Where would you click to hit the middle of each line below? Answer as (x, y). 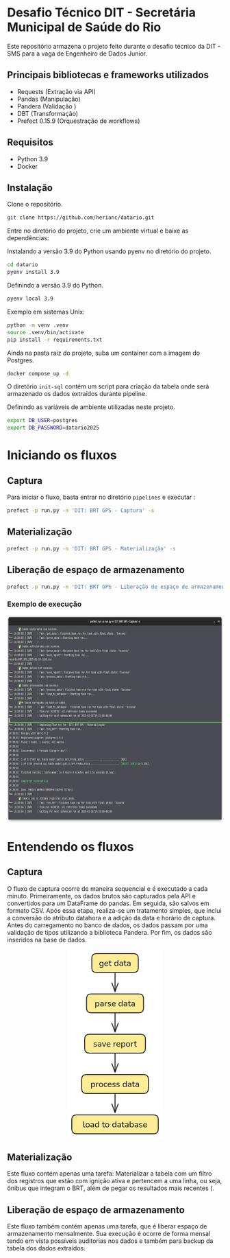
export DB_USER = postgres (42, 421)
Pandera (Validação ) (47, 106)
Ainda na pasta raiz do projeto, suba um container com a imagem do (104, 353)
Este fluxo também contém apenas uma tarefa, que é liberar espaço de (107, 1226)
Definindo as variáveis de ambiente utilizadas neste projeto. (91, 407)
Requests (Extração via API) (56, 91)
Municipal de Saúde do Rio (84, 27)
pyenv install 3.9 (33, 272)
